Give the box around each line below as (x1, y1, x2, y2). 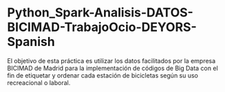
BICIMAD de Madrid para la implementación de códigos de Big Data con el (7, 64, 218, 72)
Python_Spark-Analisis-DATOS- (7, 5, 194, 21)
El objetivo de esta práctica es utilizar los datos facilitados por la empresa (7, 56, 216, 65)
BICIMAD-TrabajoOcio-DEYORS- (7, 19, 197, 35)
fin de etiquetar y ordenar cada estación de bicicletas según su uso (7, 71, 198, 80)
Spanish (7, 34, 55, 49)
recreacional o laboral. (7, 78, 71, 87)
